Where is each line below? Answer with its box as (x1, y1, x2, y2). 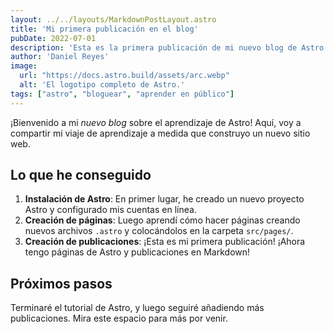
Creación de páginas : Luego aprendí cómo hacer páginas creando (24, 214, 301, 226)
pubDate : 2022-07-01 (10, 33, 97, 43)
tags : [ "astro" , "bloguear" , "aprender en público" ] (10, 89, 235, 99)
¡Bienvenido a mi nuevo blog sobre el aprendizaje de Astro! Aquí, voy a (10, 116, 302, 128)
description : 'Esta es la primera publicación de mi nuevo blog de (10, 42, 298, 53)
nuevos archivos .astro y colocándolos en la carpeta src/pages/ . (24, 225, 294, 237)
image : (10, 61, 38, 71)
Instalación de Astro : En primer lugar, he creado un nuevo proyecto (24, 193, 305, 205)
